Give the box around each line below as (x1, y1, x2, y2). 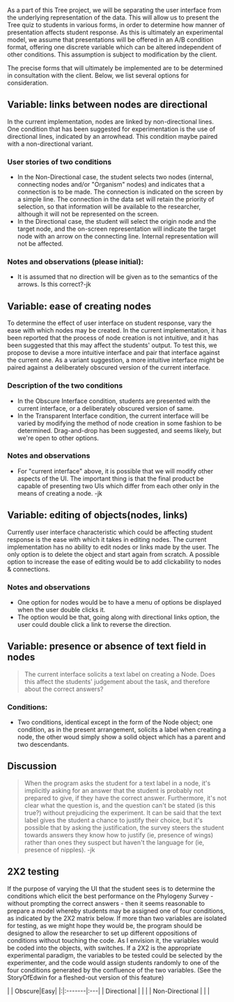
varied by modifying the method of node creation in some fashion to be (17, 418, 222, 427)
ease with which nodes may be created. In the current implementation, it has (7, 326, 227, 335)
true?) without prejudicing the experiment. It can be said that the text (24, 808, 221, 817)
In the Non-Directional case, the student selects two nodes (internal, (17, 173, 214, 181)
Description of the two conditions (7, 381, 123, 390)
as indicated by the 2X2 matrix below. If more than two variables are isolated (7, 913, 227, 923)
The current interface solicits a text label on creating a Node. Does (24, 669, 216, 678)
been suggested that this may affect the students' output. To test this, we (7, 341, 217, 349)
